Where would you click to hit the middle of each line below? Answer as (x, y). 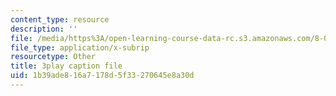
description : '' (44, 29)
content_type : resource (60, 19)
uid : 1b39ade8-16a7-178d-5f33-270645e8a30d (102, 76)
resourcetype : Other (53, 57)
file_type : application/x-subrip (80, 47)
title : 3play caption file (66, 66)
